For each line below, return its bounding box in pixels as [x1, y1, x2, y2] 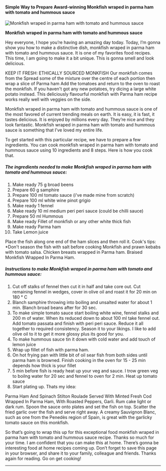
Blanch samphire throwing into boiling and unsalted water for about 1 [12, 299, 152, 305]
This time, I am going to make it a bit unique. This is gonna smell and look [5, 55, 154, 61]
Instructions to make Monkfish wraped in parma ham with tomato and [5, 266, 153, 272]
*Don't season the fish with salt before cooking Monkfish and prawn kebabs [5, 244, 161, 250]
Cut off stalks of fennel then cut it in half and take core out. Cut [12, 284, 141, 290]
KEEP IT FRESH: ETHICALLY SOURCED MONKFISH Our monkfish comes [5, 70, 153, 76]
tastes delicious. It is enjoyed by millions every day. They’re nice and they [5, 117, 155, 122]
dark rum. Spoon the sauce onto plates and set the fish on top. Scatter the [5, 404, 156, 410]
